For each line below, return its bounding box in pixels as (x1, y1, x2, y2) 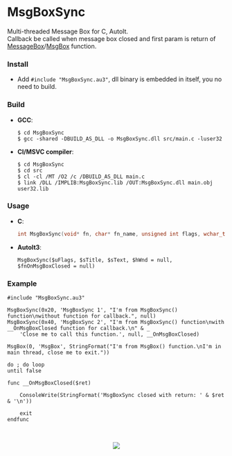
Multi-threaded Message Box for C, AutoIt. (7, 27, 129, 35)
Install (7, 59, 29, 69)
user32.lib (17, 185, 49, 192)
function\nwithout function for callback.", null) (7, 313, 157, 320)
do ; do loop (7, 361, 45, 368)
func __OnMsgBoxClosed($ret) (7, 380, 91, 386)
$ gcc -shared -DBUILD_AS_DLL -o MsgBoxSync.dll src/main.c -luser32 (17, 135, 223, 142)
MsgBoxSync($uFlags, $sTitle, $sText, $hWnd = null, (17, 256, 173, 263)
